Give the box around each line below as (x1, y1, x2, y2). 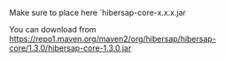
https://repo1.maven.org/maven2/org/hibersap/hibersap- (9, 34, 217, 44)
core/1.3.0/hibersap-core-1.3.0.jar (9, 43, 132, 53)
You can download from (9, 24, 97, 34)
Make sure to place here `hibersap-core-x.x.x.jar (9, 8, 186, 17)
